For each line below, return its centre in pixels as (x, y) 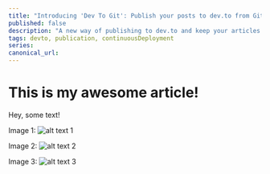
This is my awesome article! (104, 93)
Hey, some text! (34, 115)
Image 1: (22, 130)
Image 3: (23, 161)
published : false (37, 23)
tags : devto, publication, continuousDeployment (91, 38)
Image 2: (23, 146)
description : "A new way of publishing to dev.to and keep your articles (135, 30)
